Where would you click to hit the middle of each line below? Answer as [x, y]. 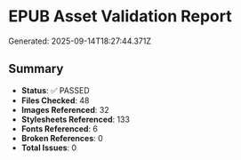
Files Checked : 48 [55, 100]
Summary [36, 69]
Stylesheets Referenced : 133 [76, 119]
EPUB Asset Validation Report [120, 16]
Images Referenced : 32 [65, 109]
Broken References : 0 [62, 138]
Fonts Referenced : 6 [60, 128]
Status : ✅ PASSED [55, 90]
